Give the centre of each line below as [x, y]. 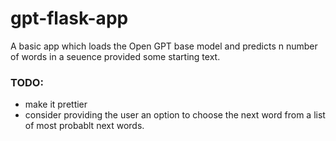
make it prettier [56, 104]
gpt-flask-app [69, 18]
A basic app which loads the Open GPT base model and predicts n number [164, 46]
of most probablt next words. [84, 126]
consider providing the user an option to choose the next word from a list [175, 115]
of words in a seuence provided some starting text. [115, 56]
